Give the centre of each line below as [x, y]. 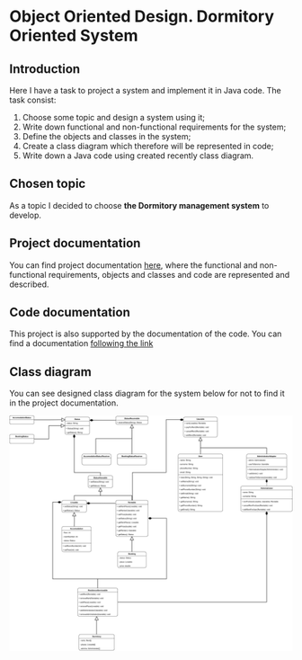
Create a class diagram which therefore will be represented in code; [148, 146]
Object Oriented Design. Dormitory [142, 17]
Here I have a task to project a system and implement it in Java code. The [145, 90]
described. [29, 284]
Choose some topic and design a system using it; [113, 117]
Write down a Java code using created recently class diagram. [138, 156]
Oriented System [74, 36]
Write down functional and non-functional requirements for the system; [154, 127]
